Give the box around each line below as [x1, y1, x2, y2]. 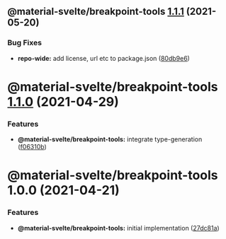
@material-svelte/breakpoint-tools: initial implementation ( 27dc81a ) [17, 223, 220, 232]
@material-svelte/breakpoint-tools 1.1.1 [7, 6, 184, 18]
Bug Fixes [7, 38, 43, 48]
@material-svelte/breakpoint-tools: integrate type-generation [17, 135, 203, 144]
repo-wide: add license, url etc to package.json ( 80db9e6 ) [17, 54, 190, 62]
